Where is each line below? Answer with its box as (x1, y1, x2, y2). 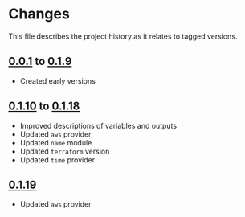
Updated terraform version (19, 146, 110, 156)
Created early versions (19, 76, 96, 85)
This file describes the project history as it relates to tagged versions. (8, 31, 238, 41)
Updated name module (19, 137, 92, 147)
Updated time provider (19, 154, 95, 165)
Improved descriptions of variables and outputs (19, 121, 178, 130)
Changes (8, 5, 70, 23)
